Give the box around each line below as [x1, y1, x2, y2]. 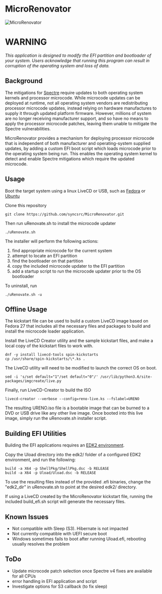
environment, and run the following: [5, 457, 76, 463]
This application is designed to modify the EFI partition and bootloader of [5, 52, 151, 58]
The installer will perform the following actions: [5, 238, 99, 244]
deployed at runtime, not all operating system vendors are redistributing [5, 100, 148, 106]
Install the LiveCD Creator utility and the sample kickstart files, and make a [5, 338, 153, 344]
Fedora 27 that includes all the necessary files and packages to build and [5, 323, 151, 329]
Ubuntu [5, 193, 20, 199]
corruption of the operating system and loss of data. [5, 63, 110, 68]
